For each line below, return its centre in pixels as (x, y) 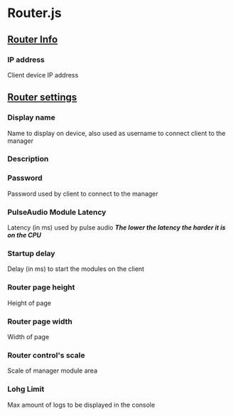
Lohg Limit (26, 389)
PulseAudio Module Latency (57, 212)
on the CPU (24, 235)
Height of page (29, 303)
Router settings (42, 97)
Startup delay (31, 254)
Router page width (40, 321)
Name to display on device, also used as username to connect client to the (116, 133)
